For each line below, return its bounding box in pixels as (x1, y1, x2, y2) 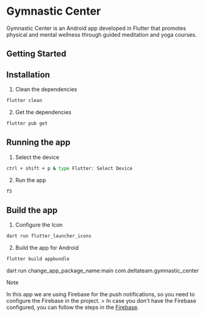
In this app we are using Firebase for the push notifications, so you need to (6, 291, 195, 298)
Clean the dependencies (15, 86, 78, 93)
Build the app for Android (15, 244, 79, 252)
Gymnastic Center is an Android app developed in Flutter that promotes (6, 24, 187, 32)
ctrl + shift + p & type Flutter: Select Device (6, 165, 133, 172)
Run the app (15, 176, 47, 184)
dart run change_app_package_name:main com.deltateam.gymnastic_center (6, 267, 199, 274)
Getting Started (6, 49, 67, 59)
